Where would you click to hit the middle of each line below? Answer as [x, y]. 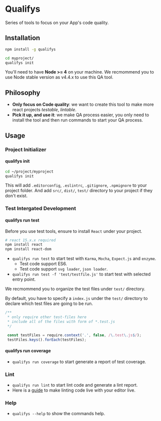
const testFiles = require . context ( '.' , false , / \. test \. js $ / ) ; [74, 335]
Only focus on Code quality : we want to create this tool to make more [83, 104]
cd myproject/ [20, 58]
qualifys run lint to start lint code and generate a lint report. [75, 385]
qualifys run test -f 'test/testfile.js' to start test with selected [81, 274]
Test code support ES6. [43, 264]
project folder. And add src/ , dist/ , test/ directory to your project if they [79, 191]
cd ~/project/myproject [29, 172]
